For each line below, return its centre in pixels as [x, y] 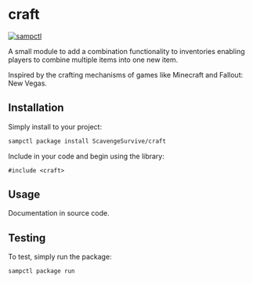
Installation [36, 108]
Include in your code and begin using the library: [86, 156]
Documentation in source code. [59, 213]
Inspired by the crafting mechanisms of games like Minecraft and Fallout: [126, 74]
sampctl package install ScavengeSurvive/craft [87, 141]
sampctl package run [42, 271]
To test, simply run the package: [60, 257]
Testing [27, 238]
